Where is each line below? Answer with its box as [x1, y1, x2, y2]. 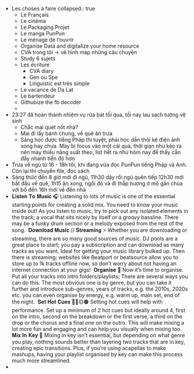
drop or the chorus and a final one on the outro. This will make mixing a [11, 319, 185, 326]
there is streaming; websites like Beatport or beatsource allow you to [11, 254, 178, 261]
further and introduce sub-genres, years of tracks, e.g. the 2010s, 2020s [11, 285, 188, 292]
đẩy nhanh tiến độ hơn [20, 155, 75, 162]
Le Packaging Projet [20, 24, 69, 31]
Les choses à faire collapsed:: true [11, 5, 95, 12]
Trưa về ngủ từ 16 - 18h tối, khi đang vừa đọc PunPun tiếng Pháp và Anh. [11, 161, 188, 168]
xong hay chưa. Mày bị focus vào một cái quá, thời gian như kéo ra [20, 142, 182, 149]
